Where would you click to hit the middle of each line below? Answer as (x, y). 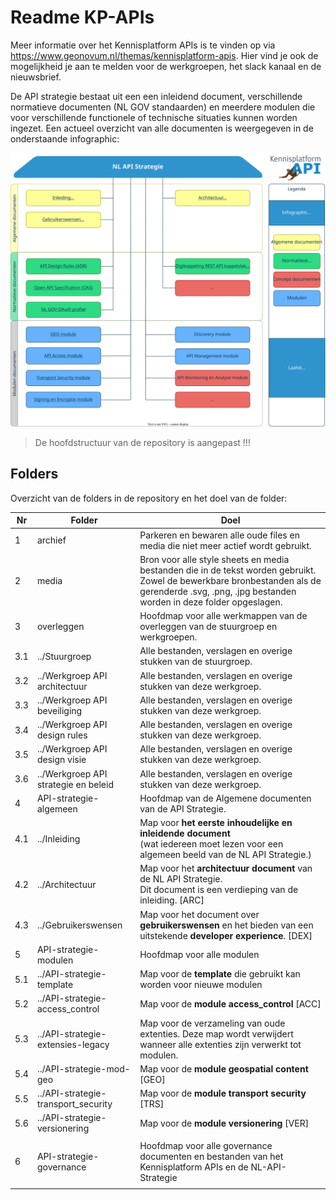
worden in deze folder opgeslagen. (211, 602)
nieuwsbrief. (36, 77)
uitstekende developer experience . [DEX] (226, 935)
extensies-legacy (73, 1044)
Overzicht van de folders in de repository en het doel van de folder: (149, 498)
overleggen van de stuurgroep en (208, 627)
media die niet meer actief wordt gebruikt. (225, 545)
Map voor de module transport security (223, 1093)
